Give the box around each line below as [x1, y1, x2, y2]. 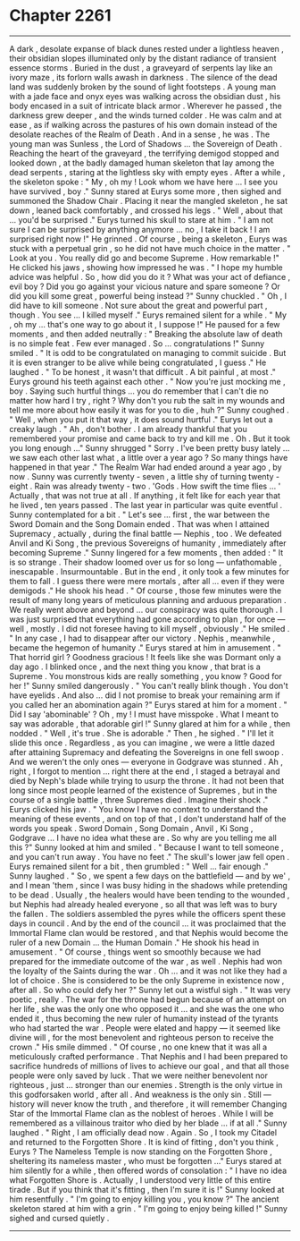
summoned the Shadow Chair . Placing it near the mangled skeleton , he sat [9, 195, 288, 206]
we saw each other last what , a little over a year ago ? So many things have [9, 452, 288, 463]
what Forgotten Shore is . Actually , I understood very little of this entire [9, 1174, 271, 1186]
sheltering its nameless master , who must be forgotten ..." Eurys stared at [9, 1155, 282, 1166]
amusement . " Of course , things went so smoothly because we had [9, 946, 262, 957]
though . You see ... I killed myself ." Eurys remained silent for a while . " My [9, 310, 287, 320]
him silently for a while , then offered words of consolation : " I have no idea [9, 1165, 287, 1176]
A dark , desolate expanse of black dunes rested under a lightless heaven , [9, 43, 284, 54]
